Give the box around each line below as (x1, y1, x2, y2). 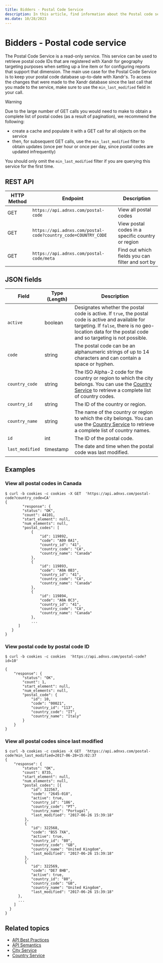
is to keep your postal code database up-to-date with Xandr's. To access (5, 74, 151, 80)
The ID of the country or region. (74, 400, 147, 407)
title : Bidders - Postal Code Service (5, 7, 83, 12)
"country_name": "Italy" (31, 714, 81, 718)
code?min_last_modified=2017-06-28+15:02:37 (5, 753, 97, 758)
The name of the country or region (74, 409, 153, 415)
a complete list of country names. (74, 427, 151, 434)
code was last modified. (74, 449, 129, 455)
